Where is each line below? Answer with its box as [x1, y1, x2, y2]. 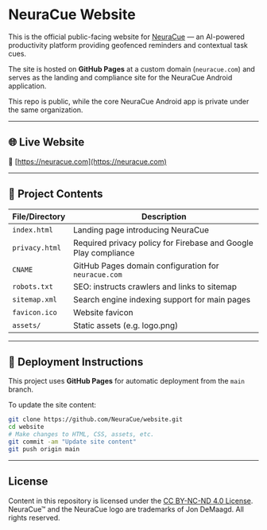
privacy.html [12, 243, 62, 252]
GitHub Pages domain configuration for [72, 260, 220, 271]
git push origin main [8, 445, 80, 453]
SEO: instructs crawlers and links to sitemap [72, 281, 237, 292]
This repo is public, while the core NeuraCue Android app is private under [8, 96, 250, 106]
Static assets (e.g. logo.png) [72, 320, 179, 331]
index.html [12, 225, 53, 234]
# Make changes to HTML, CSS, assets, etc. [8, 431, 155, 438]
